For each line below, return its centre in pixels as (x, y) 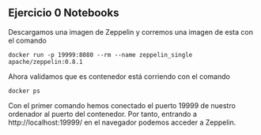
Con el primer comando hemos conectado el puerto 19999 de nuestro (122, 105)
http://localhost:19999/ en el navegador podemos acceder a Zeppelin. (122, 122)
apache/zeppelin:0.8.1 (45, 62)
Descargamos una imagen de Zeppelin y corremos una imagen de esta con (130, 32)
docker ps (25, 91)
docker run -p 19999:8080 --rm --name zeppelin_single (100, 54)
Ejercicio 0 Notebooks (64, 13)
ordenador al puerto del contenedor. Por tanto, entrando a (103, 114)
